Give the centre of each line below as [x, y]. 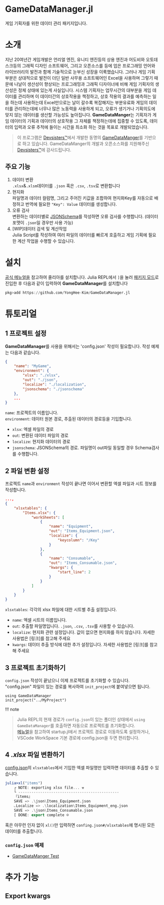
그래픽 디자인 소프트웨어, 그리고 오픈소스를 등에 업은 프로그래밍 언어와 [89, 65]
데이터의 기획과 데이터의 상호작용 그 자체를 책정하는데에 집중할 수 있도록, [79, 121]
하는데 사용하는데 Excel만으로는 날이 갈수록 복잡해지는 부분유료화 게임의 [79, 102]
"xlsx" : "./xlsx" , [41, 375]
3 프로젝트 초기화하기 [35, 667]
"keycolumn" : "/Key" [78, 540]
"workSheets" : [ [48, 517]
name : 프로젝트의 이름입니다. [32, 413]
